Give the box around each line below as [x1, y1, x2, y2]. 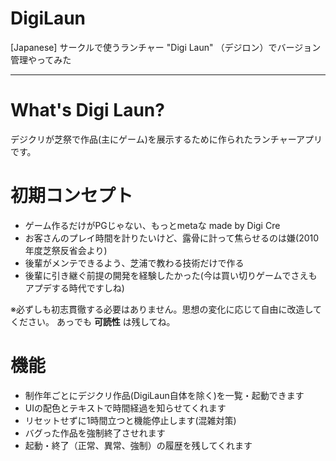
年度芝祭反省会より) [24, 244, 108, 256]
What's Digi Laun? [10, 99, 165, 122]
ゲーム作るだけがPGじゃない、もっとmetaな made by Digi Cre [24, 219, 281, 231]
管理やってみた [10, 53, 72, 66]
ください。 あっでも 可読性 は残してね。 [10, 315, 176, 327]
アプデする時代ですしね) [24, 282, 125, 294]
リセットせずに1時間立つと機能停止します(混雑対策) [24, 414, 237, 426]
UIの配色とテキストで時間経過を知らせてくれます [24, 402, 227, 414]
